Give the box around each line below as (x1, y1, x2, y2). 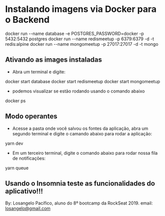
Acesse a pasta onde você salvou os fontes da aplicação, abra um (12, 125, 149, 131)
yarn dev (5, 140, 23, 146)
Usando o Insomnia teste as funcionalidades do (5, 179, 155, 188)
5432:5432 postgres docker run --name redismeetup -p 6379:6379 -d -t (5, 36, 154, 42)
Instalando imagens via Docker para (5, 3, 157, 15)
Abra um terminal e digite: (12, 69, 66, 75)
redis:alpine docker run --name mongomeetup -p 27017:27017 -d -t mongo (5, 41, 159, 47)
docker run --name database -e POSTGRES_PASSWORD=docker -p (5, 30, 144, 36)
